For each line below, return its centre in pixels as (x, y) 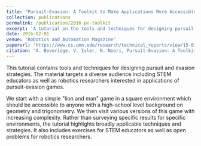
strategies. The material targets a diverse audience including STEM (89, 74)
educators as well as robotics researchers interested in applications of (93, 80)
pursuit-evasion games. (35, 87)
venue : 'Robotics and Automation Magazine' (61, 39)
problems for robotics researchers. (49, 136)
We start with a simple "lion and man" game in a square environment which (99, 98)
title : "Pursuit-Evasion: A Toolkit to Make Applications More (87, 12)
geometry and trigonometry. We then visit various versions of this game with (100, 111)
